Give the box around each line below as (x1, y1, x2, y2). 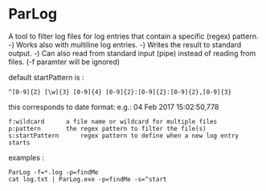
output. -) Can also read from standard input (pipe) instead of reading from (8, 48, 256, 58)
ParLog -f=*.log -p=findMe (8, 168, 99, 177)
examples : (8, 152, 45, 162)
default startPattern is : (8, 72, 84, 82)
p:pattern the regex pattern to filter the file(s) (8, 124, 207, 132)
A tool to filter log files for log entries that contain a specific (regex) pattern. (8, 31, 259, 41)
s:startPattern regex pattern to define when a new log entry (8, 132, 239, 140)
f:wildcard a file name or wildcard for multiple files (8, 117, 218, 125)
